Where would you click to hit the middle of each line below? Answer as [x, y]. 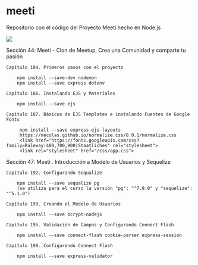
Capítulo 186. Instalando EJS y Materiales [61, 93]
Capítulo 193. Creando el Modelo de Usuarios [63, 204]
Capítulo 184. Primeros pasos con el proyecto [65, 67]
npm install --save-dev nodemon [57, 78]
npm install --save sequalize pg [58, 183]
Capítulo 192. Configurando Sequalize [54, 173]
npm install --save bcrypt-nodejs [59, 214]
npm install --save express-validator [65, 256]
